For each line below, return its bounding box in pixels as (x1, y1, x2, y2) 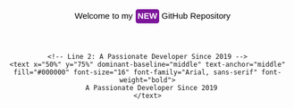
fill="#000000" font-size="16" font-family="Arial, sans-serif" (13, 68, 258, 77)
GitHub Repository (161, 11, 231, 21)
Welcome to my (74, 11, 133, 21)
